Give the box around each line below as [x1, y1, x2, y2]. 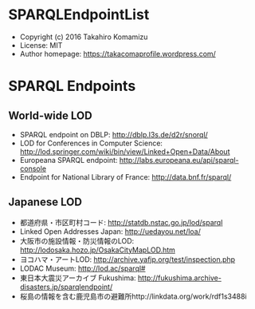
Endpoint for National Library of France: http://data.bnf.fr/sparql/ [19, 172, 232, 181]
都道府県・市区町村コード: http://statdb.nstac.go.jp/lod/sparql [19, 217, 223, 227]
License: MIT [19, 40, 63, 50]
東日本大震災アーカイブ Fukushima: [19, 273, 137, 283]
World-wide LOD [8, 109, 93, 122]
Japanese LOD [8, 196, 82, 209]
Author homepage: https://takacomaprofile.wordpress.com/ [19, 49, 217, 58]
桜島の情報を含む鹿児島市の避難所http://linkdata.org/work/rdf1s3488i [19, 291, 247, 301]
